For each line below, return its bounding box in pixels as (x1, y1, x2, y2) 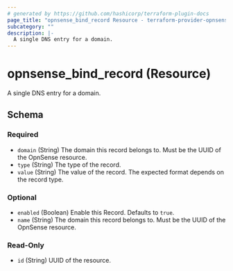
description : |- (7, 29, 54, 37)
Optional (7, 192, 37, 202)
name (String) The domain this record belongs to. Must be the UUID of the (17, 216, 226, 224)
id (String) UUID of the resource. (17, 256, 112, 265)
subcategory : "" (7, 23, 54, 30)
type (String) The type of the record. (17, 161, 121, 169)
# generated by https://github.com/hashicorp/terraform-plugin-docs (7, 10, 209, 17)
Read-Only (7, 240, 45, 250)
